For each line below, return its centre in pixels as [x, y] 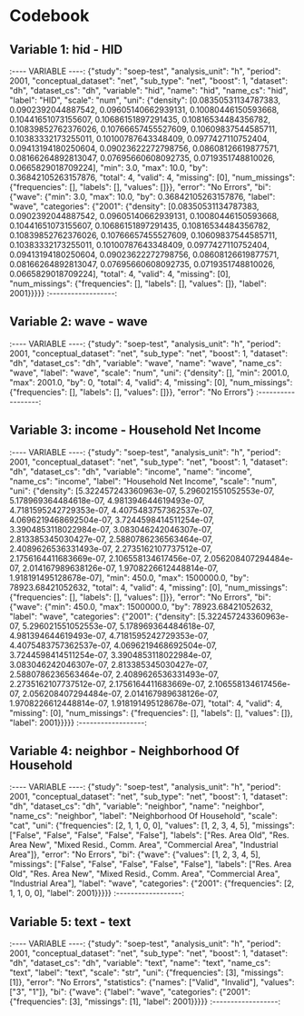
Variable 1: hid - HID [66, 50]
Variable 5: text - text [70, 922]
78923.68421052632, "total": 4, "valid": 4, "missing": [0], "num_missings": [149, 587]
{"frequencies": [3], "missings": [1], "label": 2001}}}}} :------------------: [145, 1001]
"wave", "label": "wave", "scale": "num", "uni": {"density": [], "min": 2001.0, [150, 373]
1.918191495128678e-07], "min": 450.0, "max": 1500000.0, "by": [129, 577]
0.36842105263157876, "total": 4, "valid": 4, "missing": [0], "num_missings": [152, 177]
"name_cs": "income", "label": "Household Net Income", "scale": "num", [143, 481]
